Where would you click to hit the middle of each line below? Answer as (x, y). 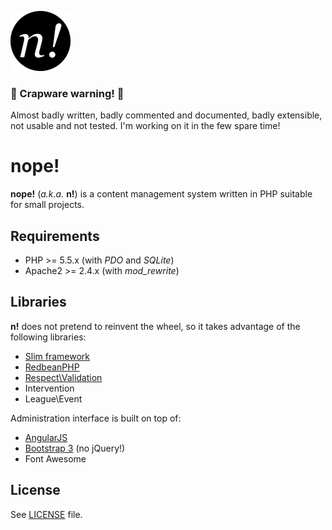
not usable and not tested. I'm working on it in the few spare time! (145, 126)
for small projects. (47, 205)
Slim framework (57, 356)
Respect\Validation (63, 377)
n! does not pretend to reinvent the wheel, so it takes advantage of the (155, 326)
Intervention (49, 388)
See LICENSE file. (46, 514)
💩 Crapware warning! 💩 (67, 93)
